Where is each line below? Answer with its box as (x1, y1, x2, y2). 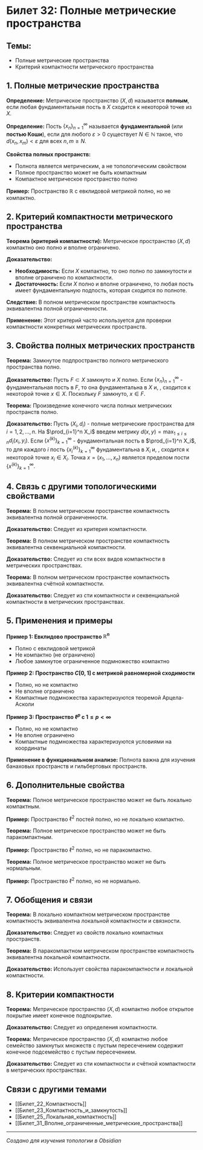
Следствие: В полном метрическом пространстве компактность (6, 298, 176, 306)
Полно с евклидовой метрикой (14, 645, 95, 652)
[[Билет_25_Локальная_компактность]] (14, 1113, 117, 1120)
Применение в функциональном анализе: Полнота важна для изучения (6, 756, 196, 763)
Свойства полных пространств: (6, 151, 91, 158)
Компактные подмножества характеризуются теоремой (14, 694, 161, 701)
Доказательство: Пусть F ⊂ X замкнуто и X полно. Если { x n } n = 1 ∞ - (6, 375, 183, 385)
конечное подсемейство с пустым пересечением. (6, 1048, 137, 1055)
